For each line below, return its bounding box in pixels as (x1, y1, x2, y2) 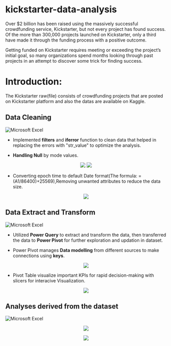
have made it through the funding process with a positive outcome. (5, 37, 147, 43)
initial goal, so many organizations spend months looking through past (5, 52, 154, 59)
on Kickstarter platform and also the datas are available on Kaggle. (5, 98, 146, 104)
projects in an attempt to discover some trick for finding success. (5, 57, 143, 64)
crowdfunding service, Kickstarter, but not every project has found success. (5, 26, 166, 32)
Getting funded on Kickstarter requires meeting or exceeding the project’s (5, 47, 161, 53)
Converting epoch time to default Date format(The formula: (12, 172, 137, 179)
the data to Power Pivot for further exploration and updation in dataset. (12, 237, 163, 243)
